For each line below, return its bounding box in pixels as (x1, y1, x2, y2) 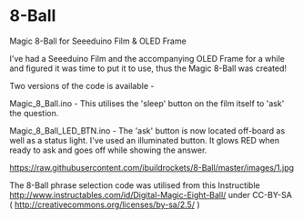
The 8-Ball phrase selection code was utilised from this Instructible (9, 179, 261, 191)
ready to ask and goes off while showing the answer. (9, 144, 207, 155)
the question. (9, 107, 59, 118)
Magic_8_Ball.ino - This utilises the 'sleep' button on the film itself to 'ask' (9, 97, 285, 109)
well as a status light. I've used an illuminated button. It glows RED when (9, 134, 280, 145)
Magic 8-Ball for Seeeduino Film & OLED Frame (9, 35, 187, 46)
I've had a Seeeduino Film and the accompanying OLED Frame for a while (9, 53, 285, 64)
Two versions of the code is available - (9, 80, 155, 91)
